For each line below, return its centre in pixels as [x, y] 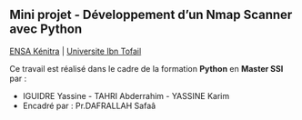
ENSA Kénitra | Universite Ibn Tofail [75, 51]
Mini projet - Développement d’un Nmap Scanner [151, 15]
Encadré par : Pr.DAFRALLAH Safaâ [89, 105]
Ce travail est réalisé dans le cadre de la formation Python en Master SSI [146, 68]
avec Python [46, 30]
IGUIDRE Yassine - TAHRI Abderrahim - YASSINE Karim [126, 95]
